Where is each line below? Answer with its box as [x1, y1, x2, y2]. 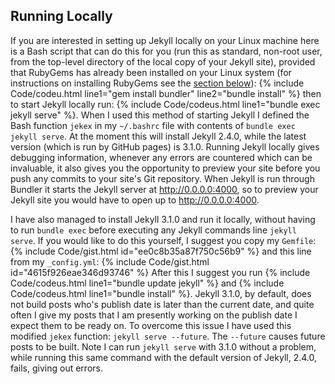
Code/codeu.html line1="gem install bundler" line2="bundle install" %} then [10, 87, 322, 99]
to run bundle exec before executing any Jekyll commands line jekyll [10, 224, 297, 236]
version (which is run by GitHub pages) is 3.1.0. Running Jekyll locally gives [10, 140, 320, 153]
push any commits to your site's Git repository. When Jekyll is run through [10, 172, 315, 184]
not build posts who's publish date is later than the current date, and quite [10, 298, 315, 310]
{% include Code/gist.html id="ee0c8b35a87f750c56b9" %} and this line [10, 245, 312, 257]
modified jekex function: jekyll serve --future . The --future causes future [10, 330, 326, 342]
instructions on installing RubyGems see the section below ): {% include [10, 77, 305, 89]
